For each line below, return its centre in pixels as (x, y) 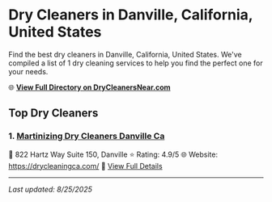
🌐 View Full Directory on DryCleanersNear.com (90, 87)
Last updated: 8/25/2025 (51, 189)
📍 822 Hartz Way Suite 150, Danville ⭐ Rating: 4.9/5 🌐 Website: (113, 154)
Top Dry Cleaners (53, 114)
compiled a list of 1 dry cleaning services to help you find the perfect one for (136, 63)
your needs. (28, 71)
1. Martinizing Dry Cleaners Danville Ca (87, 137)
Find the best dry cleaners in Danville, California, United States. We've (125, 54)
